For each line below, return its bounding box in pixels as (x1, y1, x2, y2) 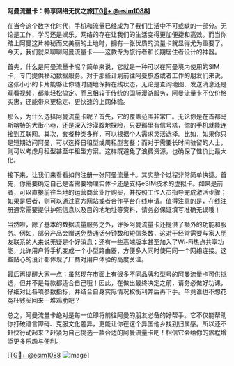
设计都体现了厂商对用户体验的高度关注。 (31, 255, 148, 264)
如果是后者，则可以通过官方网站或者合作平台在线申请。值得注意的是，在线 (7, 197, 221, 205)
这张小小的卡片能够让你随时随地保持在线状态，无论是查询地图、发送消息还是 (7, 80, 227, 88)
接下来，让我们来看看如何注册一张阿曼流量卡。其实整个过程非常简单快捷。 (7, 171, 221, 178)
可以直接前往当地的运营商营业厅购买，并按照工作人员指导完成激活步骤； (19, 188, 227, 196)
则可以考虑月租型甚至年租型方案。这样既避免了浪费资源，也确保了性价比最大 (7, 147, 227, 155)
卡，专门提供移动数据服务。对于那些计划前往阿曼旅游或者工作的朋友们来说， (7, 71, 227, 79)
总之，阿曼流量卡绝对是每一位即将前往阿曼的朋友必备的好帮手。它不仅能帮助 (7, 311, 227, 319)
